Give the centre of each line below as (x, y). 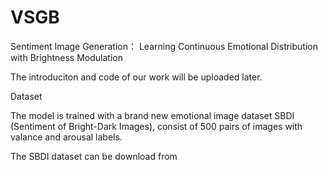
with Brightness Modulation (66, 57)
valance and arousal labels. (66, 137)
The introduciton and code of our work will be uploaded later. (136, 77)
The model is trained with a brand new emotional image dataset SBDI (152, 115)
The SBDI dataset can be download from (94, 156)
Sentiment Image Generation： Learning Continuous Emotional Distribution (164, 46)
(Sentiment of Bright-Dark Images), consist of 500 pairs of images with (156, 126)
